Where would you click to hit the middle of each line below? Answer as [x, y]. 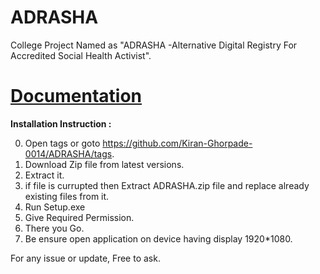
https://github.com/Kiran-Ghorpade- [177, 143]
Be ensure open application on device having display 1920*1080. [158, 238]
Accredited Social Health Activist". [81, 55]
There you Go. [54, 228]
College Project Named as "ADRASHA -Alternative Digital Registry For [154, 45]
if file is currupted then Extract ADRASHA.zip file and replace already [167, 185]
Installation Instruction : [61, 123]
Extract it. [44, 175]
